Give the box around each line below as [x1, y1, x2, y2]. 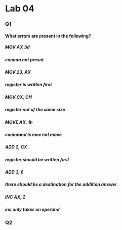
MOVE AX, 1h [5, 119, 33, 125]
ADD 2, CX [5, 144, 27, 150]
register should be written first [5, 156, 69, 162]
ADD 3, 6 [5, 169, 24, 175]
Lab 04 [5, 3, 35, 14]
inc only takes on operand [5, 206, 60, 213]
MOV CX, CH [5, 94, 32, 100]
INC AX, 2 [5, 194, 26, 200]
